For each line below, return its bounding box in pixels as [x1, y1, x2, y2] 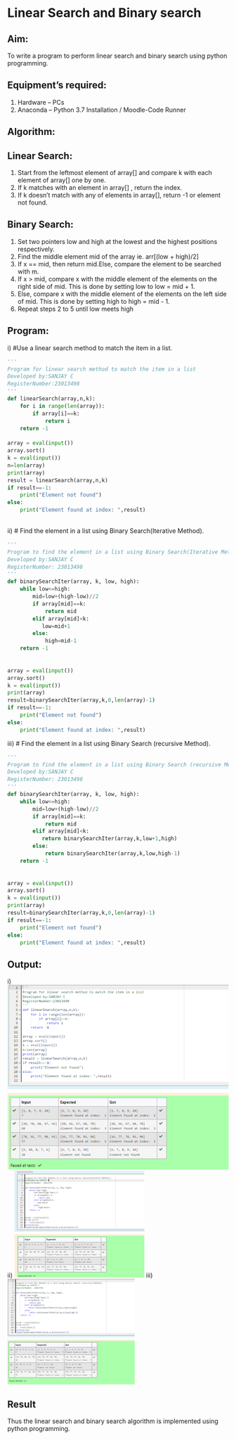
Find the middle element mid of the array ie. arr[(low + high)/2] [17, 252, 199, 261]
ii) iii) [7, 1271, 153, 1280]
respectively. [17, 245, 55, 253]
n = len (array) [7, 462, 46, 469]
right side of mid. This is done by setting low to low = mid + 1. [17, 282, 195, 290]
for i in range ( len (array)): [20, 402, 105, 409]
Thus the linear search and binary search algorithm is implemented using [7, 1417, 219, 1425]
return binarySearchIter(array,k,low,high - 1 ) [44, 850, 181, 857]
